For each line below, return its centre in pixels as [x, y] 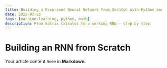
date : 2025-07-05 [23, 14]
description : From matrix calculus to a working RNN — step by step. [79, 23]
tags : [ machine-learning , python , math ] [48, 19]
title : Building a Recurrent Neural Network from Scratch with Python [80, 10]
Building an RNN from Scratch [68, 48]
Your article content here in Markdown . [45, 62]
